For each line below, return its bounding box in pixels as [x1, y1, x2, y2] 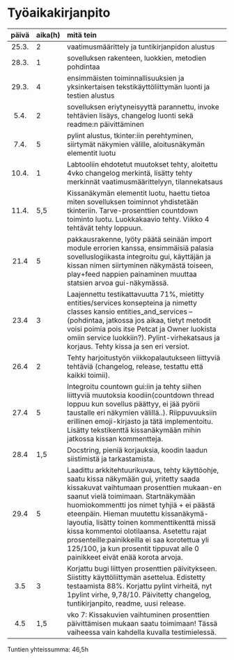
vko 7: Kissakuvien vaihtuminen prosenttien [67, 610, 210, 620]
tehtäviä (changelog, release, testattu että [67, 361, 203, 371]
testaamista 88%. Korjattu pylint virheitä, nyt [67, 581, 212, 590]
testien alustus [67, 91, 115, 100]
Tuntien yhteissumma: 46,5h [7, 645, 89, 653]
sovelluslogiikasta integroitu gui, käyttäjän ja [67, 252, 211, 261]
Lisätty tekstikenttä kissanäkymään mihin [67, 425, 201, 435]
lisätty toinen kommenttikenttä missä [96, 517, 216, 527]
